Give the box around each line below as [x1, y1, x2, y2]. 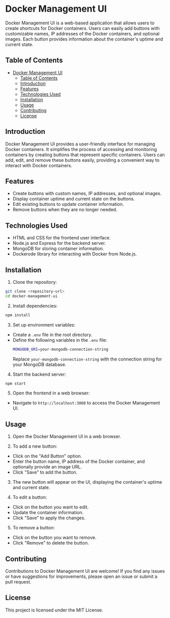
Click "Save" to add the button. [12, 469, 78, 476]
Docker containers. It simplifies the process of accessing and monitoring [5, 146, 157, 152]
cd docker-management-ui [5, 294, 58, 299]
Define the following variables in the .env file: [12, 337, 108, 343]
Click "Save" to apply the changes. [12, 515, 86, 521]
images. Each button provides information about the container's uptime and [5, 36, 163, 42]
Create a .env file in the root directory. [12, 332, 92, 338]
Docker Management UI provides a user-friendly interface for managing [5, 140, 156, 147]
